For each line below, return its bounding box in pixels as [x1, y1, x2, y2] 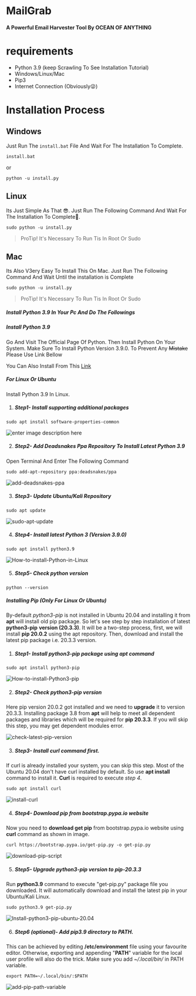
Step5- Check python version [14, 570, 89, 577]
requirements [6, 44, 73, 58]
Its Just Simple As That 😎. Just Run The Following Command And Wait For [6, 207, 187, 214]
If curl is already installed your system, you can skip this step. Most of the [6, 762, 184, 769]
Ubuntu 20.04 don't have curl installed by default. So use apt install [6, 768, 170, 776]
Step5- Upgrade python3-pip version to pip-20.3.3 [14, 865, 142, 873]
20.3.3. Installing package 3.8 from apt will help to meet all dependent [6, 710, 175, 717]
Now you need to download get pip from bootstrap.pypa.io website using [6, 824, 184, 831]
